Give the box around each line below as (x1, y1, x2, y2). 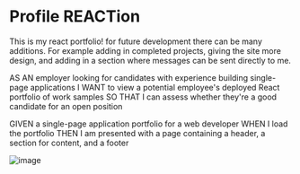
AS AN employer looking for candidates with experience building (9, 72, 249, 83)
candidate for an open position (9, 100, 123, 111)
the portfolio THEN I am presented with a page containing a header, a (9, 127, 266, 138)
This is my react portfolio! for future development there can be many (9, 36, 263, 47)
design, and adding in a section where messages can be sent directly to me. (9, 55, 292, 65)
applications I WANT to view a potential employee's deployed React (30, 82, 280, 92)
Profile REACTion (9, 6, 141, 27)
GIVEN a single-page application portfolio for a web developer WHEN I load (9, 118, 288, 129)
